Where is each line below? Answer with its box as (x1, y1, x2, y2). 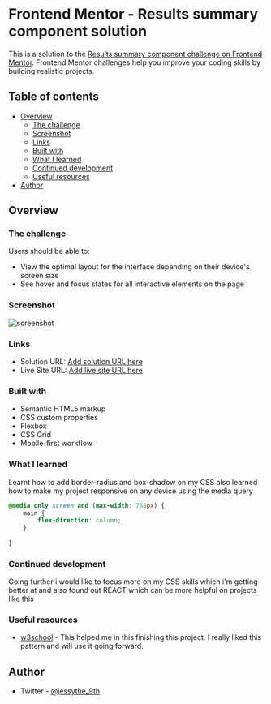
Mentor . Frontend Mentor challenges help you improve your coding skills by (8, 58, 261, 67)
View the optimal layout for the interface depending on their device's (19, 262, 250, 272)
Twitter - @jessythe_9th (19, 686, 101, 696)
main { (23, 509, 45, 517)
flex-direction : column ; (37, 517, 122, 525)
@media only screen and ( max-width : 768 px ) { (8, 501, 165, 509)
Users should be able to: (8, 247, 91, 256)
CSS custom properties (19, 413, 99, 423)
